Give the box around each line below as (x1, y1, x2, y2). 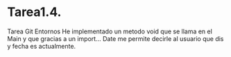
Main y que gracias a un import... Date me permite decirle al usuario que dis (7, 34, 224, 42)
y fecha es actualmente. (7, 42, 76, 50)
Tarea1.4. (7, 4, 62, 20)
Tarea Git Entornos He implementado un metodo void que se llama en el (7, 27, 213, 35)
